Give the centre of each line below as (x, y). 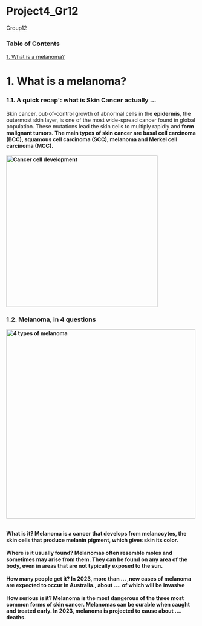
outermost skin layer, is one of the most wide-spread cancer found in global (101, 120)
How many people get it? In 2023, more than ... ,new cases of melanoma (99, 579)
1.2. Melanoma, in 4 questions (51, 319)
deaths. (16, 618)
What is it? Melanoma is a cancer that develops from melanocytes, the (96, 534)
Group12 (17, 28)
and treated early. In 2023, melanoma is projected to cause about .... (94, 611)
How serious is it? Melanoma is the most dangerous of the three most (95, 598)
